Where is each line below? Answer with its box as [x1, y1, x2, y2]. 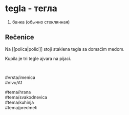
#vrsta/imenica [5, 74, 36, 80]
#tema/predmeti [5, 104, 38, 110]
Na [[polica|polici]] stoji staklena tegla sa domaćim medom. [5, 46, 125, 52]
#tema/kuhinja [5, 99, 34, 105]
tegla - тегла [5, 3, 58, 14]
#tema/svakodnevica [5, 94, 47, 100]
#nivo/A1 [5, 79, 23, 85]
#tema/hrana [5, 89, 31, 95]
